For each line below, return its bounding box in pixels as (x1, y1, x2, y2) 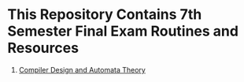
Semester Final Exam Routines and (7, 22, 239, 40)
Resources (7, 39, 79, 57)
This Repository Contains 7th (7, 6, 202, 24)
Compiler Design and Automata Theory (18, 65, 146, 74)
